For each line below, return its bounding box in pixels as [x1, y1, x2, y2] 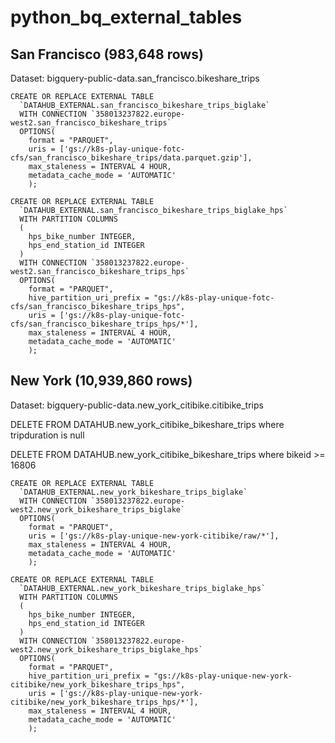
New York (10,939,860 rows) [10, 372, 193, 390]
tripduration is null [10, 429, 85, 441]
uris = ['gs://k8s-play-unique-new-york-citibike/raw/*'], [28, 531, 280, 541]
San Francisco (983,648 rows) [10, 46, 204, 63]
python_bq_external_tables [10, 6, 243, 29]
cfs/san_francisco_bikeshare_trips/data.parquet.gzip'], [10, 153, 253, 163]
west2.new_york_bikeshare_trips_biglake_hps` [10, 644, 203, 655]
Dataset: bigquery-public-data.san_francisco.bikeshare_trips [10, 72, 260, 84]
